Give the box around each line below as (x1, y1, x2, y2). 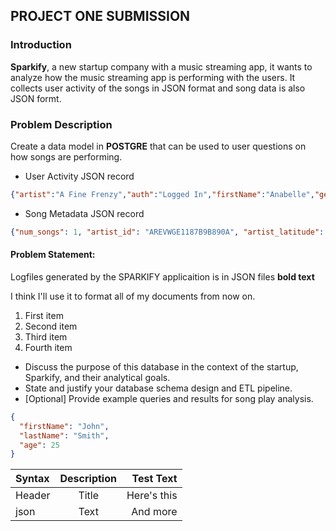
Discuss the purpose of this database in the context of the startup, (24, 360, 299, 373)
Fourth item (24, 341, 73, 353)
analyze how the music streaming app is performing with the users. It (10, 71, 296, 83)
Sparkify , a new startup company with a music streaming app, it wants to (10, 60, 313, 73)
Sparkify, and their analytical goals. (24, 371, 171, 383)
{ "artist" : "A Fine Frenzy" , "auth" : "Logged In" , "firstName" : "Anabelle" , (10, 189, 315, 199)
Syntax (15, 472, 50, 486)
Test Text (131, 472, 178, 486)
